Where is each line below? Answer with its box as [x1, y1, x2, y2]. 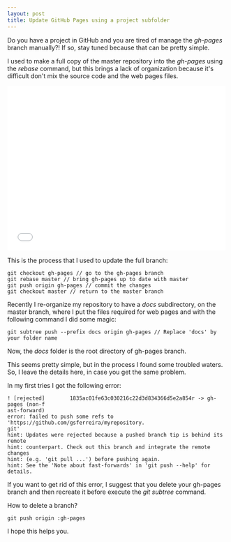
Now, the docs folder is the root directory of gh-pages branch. [7, 347, 186, 355]
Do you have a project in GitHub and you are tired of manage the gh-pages [7, 36, 223, 44]
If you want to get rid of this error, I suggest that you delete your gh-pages [7, 480, 221, 488]
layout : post [7, 10, 45, 17]
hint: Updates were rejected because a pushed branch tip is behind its [7, 431, 223, 438]
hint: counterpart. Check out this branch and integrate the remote [7, 444, 211, 451]
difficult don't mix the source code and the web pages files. [7, 71, 179, 80]
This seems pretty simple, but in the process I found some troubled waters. [7, 360, 223, 368]
